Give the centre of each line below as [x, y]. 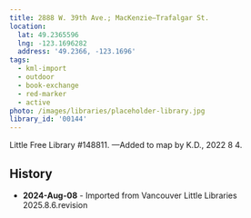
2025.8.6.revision [55, 204]
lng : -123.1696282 [53, 43]
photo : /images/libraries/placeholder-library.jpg [107, 111]
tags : [20, 60]
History [31, 173]
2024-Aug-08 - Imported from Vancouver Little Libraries [130, 195]
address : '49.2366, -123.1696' [77, 52]
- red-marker [42, 94]
